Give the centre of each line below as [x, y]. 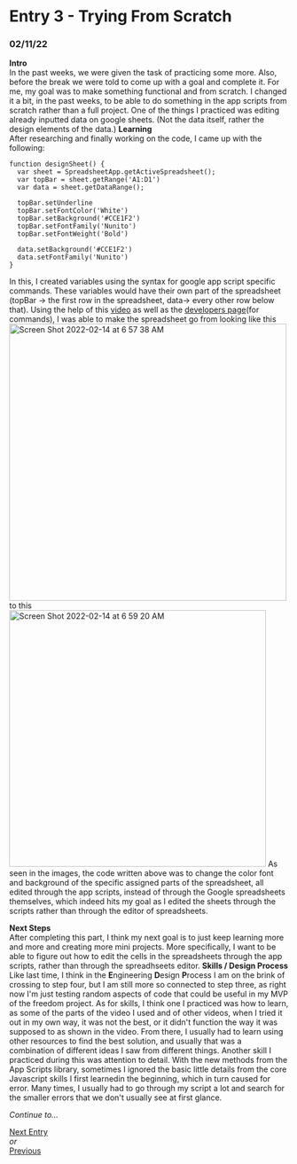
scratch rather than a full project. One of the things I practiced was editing [145, 110]
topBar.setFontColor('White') [73, 211]
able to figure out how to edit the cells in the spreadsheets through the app [146, 957]
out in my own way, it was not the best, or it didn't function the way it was [143, 1022]
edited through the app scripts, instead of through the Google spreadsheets [147, 892]
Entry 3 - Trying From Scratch [121, 16]
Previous [25, 1151]
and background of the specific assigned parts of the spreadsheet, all [137, 883]
